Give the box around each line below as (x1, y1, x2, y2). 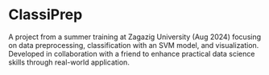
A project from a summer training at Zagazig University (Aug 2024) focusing (8, 32, 262, 41)
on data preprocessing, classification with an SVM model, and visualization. (8, 40, 259, 49)
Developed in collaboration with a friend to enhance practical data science (8, 49, 255, 58)
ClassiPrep (8, 6, 83, 24)
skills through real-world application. (8, 57, 130, 67)
